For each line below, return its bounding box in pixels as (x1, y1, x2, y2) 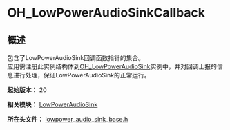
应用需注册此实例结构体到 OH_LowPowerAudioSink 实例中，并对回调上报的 (7, 62, 218, 71)
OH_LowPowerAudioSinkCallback (7, 5, 206, 21)
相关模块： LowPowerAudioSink (7, 100, 98, 109)
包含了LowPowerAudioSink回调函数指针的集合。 (7, 54, 145, 62)
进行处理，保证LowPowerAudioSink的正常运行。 (12, 71, 151, 79)
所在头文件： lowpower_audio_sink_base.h (7, 115, 128, 123)
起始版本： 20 (7, 86, 47, 94)
